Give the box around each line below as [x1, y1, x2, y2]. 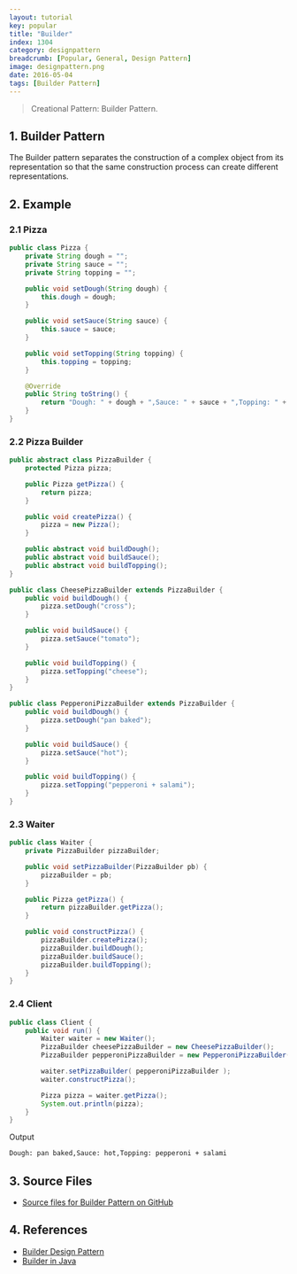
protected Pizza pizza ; [25, 464, 113, 473]
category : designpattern [9, 46, 101, 55]
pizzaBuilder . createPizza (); [41, 936, 148, 944]
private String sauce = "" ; [25, 260, 128, 268]
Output [9, 1131, 34, 1143]
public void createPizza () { [25, 512, 133, 521]
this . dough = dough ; [41, 292, 117, 301]
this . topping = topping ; [41, 357, 133, 366]
